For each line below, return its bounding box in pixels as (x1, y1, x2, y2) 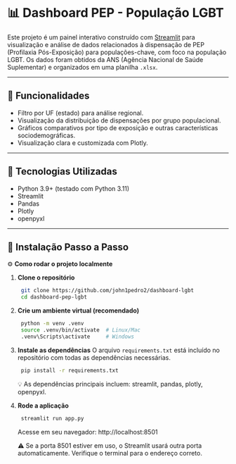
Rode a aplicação (17, 401, 69, 410)
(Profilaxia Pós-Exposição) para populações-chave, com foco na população (7, 48, 227, 56)
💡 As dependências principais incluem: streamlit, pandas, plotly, (17, 380, 203, 388)
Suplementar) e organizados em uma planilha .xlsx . (7, 63, 158, 71)
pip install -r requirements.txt (20, 367, 119, 374)
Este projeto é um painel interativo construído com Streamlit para (7, 32, 195, 42)
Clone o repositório (17, 273, 75, 282)
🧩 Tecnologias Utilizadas (7, 165, 117, 177)
